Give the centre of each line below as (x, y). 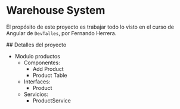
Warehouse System (56, 10)
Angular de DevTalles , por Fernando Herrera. (61, 33)
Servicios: (36, 94)
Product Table (50, 75)
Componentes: (42, 63)
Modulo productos (38, 56)
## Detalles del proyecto (36, 45)
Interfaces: (37, 82)
